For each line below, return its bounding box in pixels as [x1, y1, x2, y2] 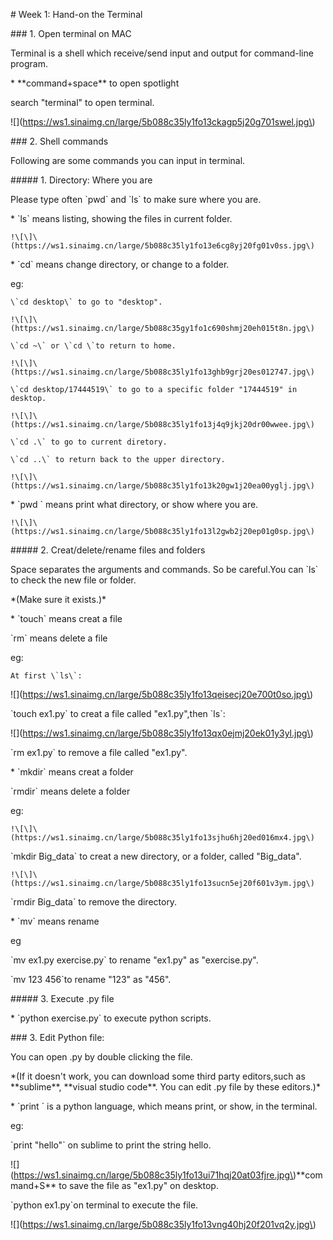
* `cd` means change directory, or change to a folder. [10, 259, 230, 270]
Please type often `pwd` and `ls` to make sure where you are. [10, 194, 262, 205]
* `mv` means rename [10, 915, 100, 927]
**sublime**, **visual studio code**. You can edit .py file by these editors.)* [10, 1081, 321, 1093]
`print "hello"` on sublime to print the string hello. [10, 1139, 212, 1151]
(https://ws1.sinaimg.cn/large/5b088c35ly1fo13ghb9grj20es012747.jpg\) [10, 367, 315, 377]
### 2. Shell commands [10, 135, 109, 147]
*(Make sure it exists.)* [10, 594, 107, 605]
